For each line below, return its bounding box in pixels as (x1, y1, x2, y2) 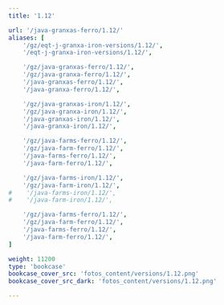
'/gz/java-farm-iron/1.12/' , (22, 181, 120, 189)
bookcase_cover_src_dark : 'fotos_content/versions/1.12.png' (8, 278, 218, 286)
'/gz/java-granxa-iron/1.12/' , (22, 108, 128, 116)
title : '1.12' (8, 11, 56, 20)
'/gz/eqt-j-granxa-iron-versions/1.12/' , (22, 41, 163, 49)
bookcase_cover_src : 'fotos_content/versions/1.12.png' (8, 270, 199, 278)
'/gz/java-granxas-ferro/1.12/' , (22, 63, 135, 71)
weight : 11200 (8, 254, 56, 263)
